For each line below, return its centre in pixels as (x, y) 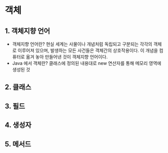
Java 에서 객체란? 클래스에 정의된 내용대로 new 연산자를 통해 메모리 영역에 (87, 63)
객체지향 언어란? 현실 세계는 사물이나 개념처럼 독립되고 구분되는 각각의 (82, 44)
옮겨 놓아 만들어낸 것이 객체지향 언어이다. (67, 57)
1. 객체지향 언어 (28, 31)
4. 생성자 (18, 125)
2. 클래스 (18, 87)
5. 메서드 (18, 144)
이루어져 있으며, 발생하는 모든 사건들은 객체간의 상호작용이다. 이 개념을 (88, 50)
